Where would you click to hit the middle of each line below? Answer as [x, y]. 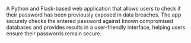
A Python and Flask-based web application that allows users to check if [93, 9]
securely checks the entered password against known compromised [90, 21]
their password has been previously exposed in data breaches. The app [94, 15]
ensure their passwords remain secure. [54, 34]
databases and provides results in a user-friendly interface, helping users [96, 27]
